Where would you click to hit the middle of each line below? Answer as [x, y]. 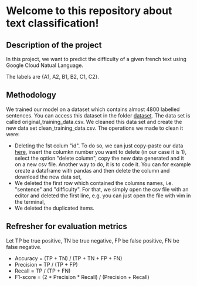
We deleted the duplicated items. [55, 208]
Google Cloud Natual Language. [45, 65]
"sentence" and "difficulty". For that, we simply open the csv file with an [101, 189]
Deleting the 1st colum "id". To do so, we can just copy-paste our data [99, 146]
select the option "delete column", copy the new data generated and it [99, 158]
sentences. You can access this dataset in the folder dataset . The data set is [98, 115]
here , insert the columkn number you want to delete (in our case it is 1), [101, 152]
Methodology [31, 95]
